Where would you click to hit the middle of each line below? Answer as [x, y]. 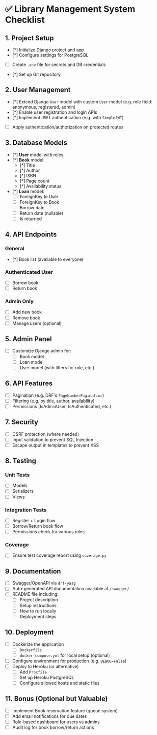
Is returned [31, 219]
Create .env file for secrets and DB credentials [59, 64]
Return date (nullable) [41, 213]
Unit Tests [18, 475]
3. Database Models [36, 143]
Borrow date [32, 207]
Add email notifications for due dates [50, 716]
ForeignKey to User [39, 196]
